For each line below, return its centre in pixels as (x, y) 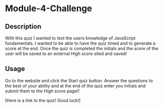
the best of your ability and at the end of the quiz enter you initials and (75, 86)
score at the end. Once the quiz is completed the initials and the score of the (82, 48)
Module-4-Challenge (49, 9)
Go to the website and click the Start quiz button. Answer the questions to (79, 80)
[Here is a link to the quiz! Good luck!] (43, 100)
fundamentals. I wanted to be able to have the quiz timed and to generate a (80, 43)
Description (23, 27)
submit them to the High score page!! (42, 91)
